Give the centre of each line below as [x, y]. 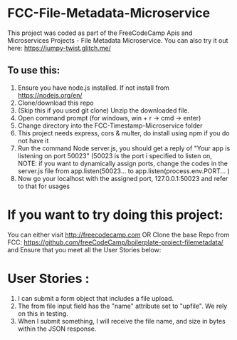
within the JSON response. [57, 329]
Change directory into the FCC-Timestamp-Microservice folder [110, 125]
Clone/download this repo [56, 103]
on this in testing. [43, 313]
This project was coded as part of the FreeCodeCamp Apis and [100, 33]
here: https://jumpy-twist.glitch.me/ [59, 48]
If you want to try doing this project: [115, 215]
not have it [33, 140]
